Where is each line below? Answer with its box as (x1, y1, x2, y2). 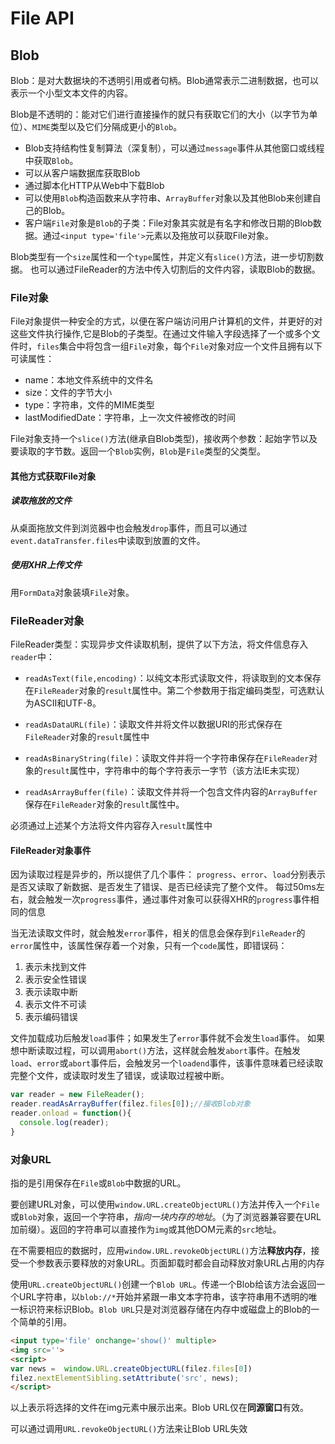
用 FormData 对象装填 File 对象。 (10, 586, 135, 598)
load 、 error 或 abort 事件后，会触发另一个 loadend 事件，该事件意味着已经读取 (10, 1057, 324, 1069)
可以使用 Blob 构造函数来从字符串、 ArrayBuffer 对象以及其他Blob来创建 (24, 192, 313, 204)
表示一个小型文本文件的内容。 (10, 87, 133, 99)
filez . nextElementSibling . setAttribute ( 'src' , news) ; (10, 1373, 240, 1383)
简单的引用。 (18, 1316, 72, 1327)
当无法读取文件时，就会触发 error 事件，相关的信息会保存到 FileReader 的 (10, 927, 306, 939)
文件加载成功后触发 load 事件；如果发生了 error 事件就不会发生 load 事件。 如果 (10, 1032, 326, 1044)
